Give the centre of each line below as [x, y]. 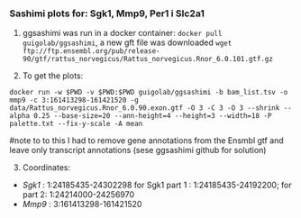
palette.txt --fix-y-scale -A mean [76, 124]
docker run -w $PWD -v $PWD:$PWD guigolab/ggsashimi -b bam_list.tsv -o [149, 93]
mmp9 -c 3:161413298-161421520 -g [74, 100]
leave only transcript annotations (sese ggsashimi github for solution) [138, 150]
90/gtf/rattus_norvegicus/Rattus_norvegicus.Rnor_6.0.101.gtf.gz [147, 59]
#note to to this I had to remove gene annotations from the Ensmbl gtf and [146, 141]
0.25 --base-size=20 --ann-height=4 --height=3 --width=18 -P [152, 116]
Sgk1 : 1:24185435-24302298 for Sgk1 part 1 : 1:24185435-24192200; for [157, 185]
